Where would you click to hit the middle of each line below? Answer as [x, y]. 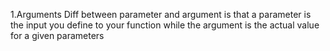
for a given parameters [57, 35]
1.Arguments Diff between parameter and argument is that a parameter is [161, 14]
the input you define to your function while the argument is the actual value [165, 25]
